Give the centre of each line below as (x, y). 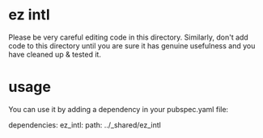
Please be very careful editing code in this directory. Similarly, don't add (128, 37)
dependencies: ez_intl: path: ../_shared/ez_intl (85, 125)
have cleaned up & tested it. (55, 54)
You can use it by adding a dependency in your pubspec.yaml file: (119, 109)
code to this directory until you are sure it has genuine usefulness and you (132, 45)
